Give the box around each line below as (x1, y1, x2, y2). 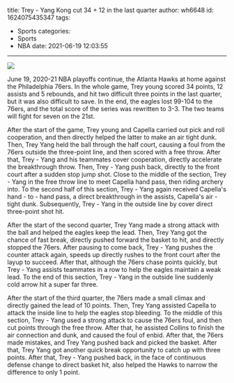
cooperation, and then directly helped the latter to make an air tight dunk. (7, 133, 217, 141)
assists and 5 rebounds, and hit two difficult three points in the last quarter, (7, 90, 222, 98)
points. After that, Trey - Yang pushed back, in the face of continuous (7, 353, 207, 361)
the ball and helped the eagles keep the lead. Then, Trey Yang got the (7, 229, 208, 236)
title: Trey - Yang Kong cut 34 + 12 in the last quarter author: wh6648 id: (7, 6, 214, 14)
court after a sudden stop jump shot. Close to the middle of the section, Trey (7, 171, 227, 178)
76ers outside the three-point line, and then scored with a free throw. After (7, 148, 221, 156)
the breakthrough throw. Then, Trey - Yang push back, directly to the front (7, 163, 220, 171)
